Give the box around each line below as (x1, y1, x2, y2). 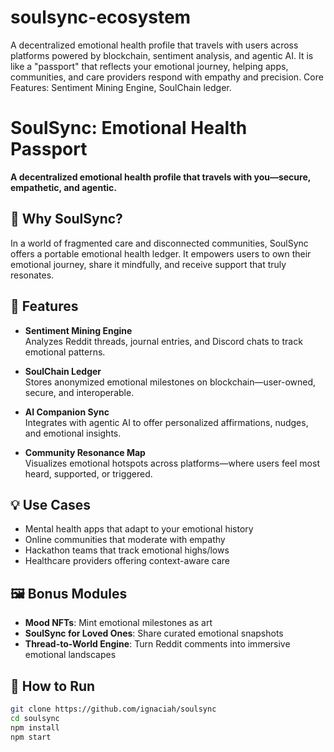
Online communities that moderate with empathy (24, 534, 226, 546)
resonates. (10, 269, 55, 281)
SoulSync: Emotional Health (10, 117, 248, 140)
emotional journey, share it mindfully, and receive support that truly (10, 258, 287, 270)
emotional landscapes (24, 649, 117, 661)
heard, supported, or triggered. (24, 467, 153, 480)
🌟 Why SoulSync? (10, 211, 123, 228)
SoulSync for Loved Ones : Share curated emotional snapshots (24, 627, 284, 640)
